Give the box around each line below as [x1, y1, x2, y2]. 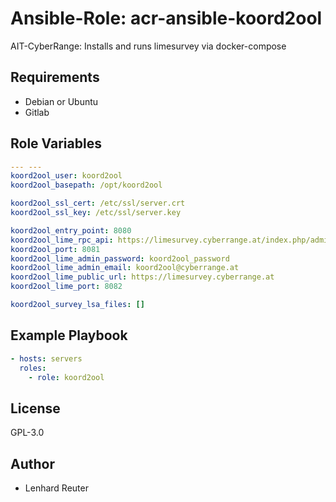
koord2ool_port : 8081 [10, 244, 101, 254]
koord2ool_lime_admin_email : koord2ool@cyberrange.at [10, 263, 240, 273]
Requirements [10, 69, 100, 86]
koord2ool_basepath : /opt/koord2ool [10, 180, 163, 191]
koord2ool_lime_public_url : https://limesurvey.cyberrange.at [10, 272, 275, 282]
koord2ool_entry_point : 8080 [10, 225, 132, 236]
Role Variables [10, 135, 102, 152]
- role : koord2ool [28, 372, 105, 382]
